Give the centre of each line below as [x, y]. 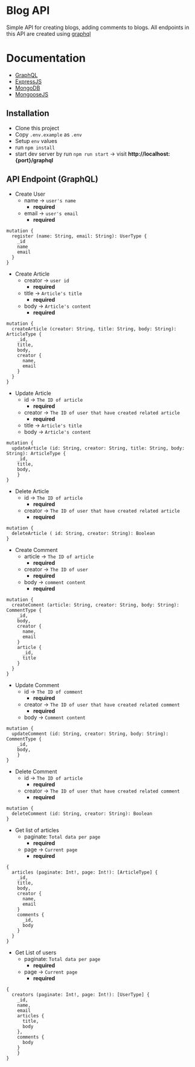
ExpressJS [28, 81]
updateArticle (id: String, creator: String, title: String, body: [98, 448]
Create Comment [36, 550]
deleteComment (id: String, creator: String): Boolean [82, 813]
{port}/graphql [34, 160]
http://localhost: [149, 154]
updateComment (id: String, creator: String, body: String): [90, 734]
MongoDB [27, 88]
